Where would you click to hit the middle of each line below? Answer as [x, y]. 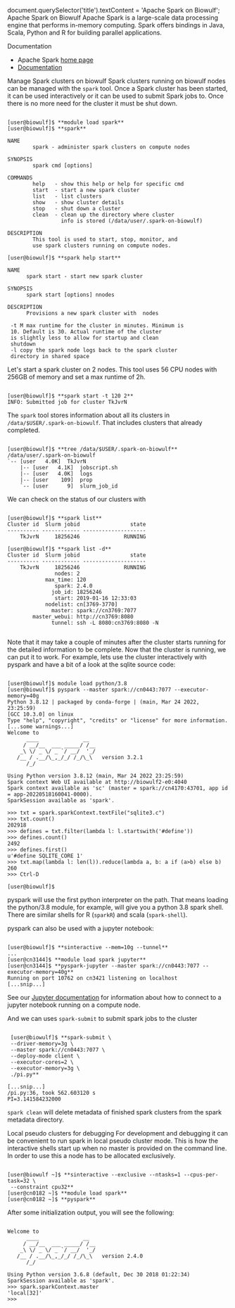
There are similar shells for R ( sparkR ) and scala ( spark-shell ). [97, 915]
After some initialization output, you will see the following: [91, 1212]
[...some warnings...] [40, 727]
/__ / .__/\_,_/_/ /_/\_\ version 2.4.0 [80, 1256]
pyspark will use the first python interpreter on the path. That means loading [118, 900]
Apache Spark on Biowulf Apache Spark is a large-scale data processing [113, 18]
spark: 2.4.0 [74, 586]
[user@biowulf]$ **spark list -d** [59, 549]
